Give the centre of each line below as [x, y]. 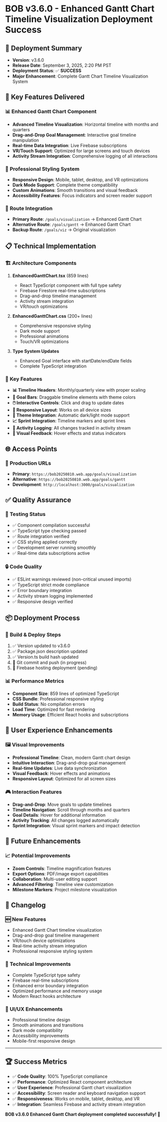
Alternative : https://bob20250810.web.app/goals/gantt [69, 479]
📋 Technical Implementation [51, 246]
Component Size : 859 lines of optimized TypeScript [66, 693]
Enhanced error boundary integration [50, 985]
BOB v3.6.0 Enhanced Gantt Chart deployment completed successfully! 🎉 [83, 1114]
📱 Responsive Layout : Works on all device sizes [62, 410]
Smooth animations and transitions [48, 1025]
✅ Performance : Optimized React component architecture [72, 1082]
